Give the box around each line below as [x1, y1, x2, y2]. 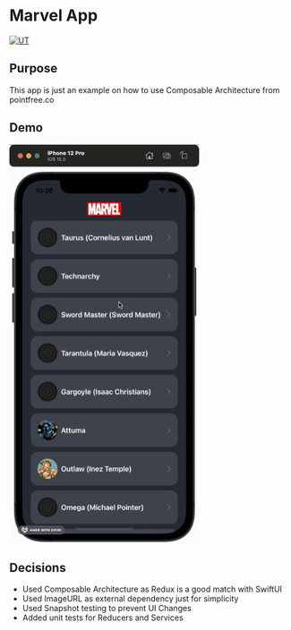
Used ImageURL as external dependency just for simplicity [21, 593, 239, 604]
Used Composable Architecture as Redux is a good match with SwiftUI [21, 583, 283, 595]
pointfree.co [9, 94, 55, 105]
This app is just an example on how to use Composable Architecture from [9, 84, 280, 95]
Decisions [9, 560, 66, 575]
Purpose [9, 61, 58, 76]
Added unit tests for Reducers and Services [21, 612, 184, 623]
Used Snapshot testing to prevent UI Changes [21, 603, 193, 614]
